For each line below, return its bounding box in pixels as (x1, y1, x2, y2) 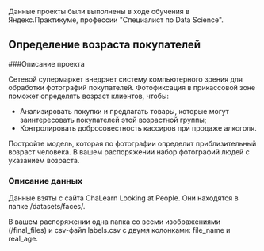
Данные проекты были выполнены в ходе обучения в (8, 7, 190, 16)
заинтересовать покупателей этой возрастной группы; (19, 115, 207, 124)
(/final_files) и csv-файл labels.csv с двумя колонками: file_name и (8, 226, 231, 235)
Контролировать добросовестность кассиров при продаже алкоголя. (19, 123, 257, 133)
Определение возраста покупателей (8, 38, 201, 51)
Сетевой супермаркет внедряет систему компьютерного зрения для (8, 74, 243, 84)
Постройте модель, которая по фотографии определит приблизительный (8, 139, 257, 148)
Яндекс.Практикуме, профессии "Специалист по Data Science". (8, 15, 224, 25)
